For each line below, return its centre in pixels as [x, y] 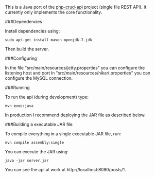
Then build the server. [27, 49]
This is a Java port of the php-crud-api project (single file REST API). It [76, 7]
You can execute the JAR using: [37, 152]
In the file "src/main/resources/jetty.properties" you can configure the [75, 68]
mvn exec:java [19, 106]
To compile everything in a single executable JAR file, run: [63, 134]
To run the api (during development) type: [47, 97]
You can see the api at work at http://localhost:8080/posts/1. [66, 169]
